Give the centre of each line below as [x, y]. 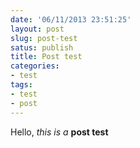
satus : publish [42, 47]
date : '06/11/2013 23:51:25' [71, 19]
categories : [35, 66]
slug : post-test [44, 38]
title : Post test [46, 57]
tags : [21, 85]
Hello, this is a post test [59, 132]
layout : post [37, 29]
